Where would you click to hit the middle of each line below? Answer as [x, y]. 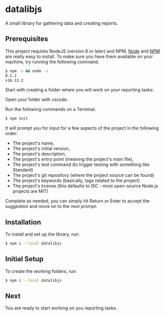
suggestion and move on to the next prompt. [51, 206]
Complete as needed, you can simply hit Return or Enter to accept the [77, 201]
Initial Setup [24, 259]
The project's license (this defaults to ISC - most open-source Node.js [85, 186]
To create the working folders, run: [41, 271]
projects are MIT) [30, 191]
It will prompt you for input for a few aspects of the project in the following [82, 128]
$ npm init [17, 119]
